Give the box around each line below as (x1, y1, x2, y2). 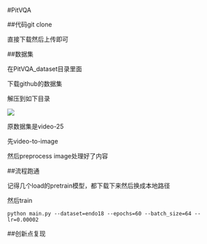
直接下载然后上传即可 (7, 35, 68, 43)
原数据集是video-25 (7, 122, 64, 130)
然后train (7, 197, 33, 204)
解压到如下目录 (7, 94, 50, 102)
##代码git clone (7, 20, 52, 29)
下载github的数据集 (7, 79, 63, 88)
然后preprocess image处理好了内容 (7, 152, 108, 160)
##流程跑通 (7, 167, 40, 175)
